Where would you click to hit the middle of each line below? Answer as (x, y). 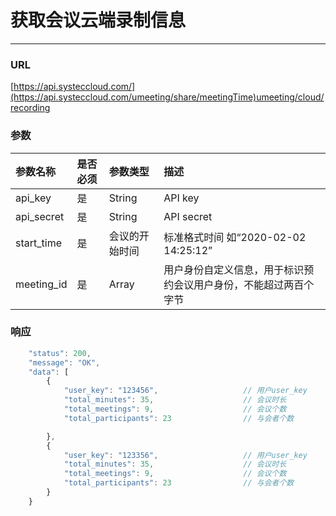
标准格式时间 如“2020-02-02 (235, 237)
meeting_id (41, 284)
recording (30, 108)
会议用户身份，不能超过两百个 (244, 284)
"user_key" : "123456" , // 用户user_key (185, 391)
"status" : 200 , (60, 353)
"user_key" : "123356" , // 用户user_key (185, 455)
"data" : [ (49, 372)
